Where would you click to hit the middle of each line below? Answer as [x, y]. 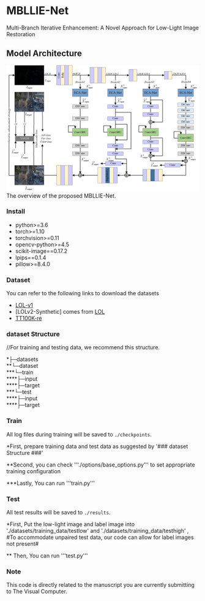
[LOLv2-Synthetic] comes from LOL [60, 312]
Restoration [21, 34]
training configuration [34, 471]
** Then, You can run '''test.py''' [47, 556]
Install [16, 211]
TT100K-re [28, 318]
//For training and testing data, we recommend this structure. [83, 347]
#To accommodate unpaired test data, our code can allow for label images [100, 537]
